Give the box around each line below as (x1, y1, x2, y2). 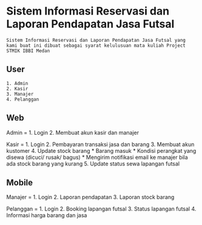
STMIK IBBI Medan (6, 47, 50, 54)
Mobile (6, 177, 33, 187)
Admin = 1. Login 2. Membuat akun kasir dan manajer (6, 129, 140, 136)
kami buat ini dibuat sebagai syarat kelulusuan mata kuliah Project (6, 42, 186, 49)
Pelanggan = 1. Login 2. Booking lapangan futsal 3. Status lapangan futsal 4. (6, 205, 197, 213)
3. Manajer (6, 91, 34, 97)
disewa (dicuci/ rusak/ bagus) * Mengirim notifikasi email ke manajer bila (6, 153, 188, 161)
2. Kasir (6, 86, 29, 92)
